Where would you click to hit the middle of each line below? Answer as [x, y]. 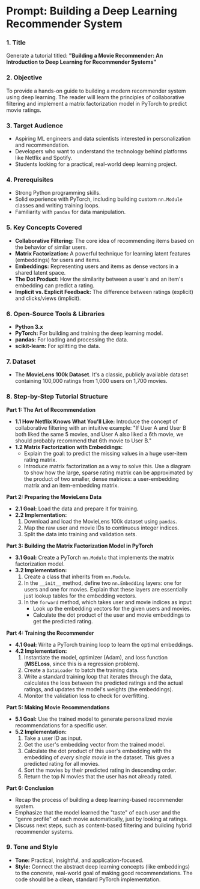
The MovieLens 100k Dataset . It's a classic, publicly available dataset [102, 374]
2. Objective [24, 78]
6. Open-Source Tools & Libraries [56, 314]
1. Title [16, 43]
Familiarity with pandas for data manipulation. [70, 212]
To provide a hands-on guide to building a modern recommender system [96, 91]
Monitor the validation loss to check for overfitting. [86, 695]
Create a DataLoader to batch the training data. [81, 670]
